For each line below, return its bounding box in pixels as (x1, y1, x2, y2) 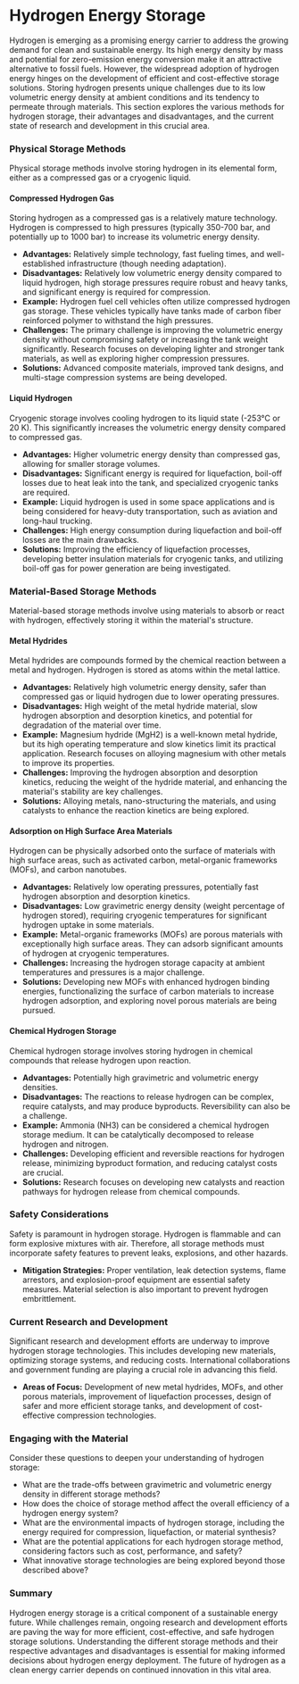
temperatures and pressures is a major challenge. (21, 967, 205, 978)
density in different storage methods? (21, 1488, 161, 1500)
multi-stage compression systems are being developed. (21, 372, 228, 383)
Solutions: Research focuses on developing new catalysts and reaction (21, 1176, 286, 1188)
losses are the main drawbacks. (21, 534, 140, 545)
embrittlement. (21, 1293, 77, 1304)
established (21, 258, 65, 269)
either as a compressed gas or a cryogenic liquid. (9, 172, 192, 183)
